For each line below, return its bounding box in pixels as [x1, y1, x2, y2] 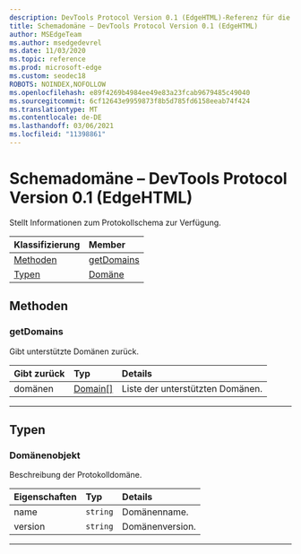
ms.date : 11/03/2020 [9, 47, 87, 56]
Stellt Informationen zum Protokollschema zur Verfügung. [9, 217, 221, 228]
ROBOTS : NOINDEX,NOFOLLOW [9, 80, 106, 89]
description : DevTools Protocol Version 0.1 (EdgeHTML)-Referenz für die [9, 13, 291, 22]
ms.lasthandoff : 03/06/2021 [9, 122, 115, 131]
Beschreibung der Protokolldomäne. [9, 470, 142, 480]
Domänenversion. [122, 521, 197, 533]
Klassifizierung [13, 238, 81, 251]
